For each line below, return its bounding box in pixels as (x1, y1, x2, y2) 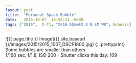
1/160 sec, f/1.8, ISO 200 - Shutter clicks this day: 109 (5, 52, 118, 58)
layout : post (5, 7, 33, 13)
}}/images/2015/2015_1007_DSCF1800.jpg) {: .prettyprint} (5, 41, 125, 48)
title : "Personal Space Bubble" (5, 12, 77, 17)
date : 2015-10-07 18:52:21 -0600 (5, 17, 83, 22)
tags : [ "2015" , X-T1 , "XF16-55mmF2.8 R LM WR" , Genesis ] (5, 22, 131, 27)
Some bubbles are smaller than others (5, 47, 86, 53)
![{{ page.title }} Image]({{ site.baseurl (5, 36, 85, 42)
